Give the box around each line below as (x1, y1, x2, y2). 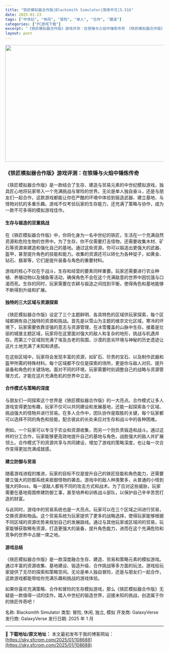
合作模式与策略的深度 (5, 385, 49, 391)
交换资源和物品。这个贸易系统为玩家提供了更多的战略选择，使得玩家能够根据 (5, 513, 164, 519)
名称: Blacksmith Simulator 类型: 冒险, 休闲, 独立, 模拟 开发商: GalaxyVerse (5, 609, 158, 616)
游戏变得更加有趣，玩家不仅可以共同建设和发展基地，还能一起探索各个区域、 (5, 403, 164, 409)
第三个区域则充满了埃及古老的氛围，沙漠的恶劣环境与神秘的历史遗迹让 (18, 337, 164, 343)
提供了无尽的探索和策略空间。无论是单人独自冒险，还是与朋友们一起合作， (9, 569, 164, 575)
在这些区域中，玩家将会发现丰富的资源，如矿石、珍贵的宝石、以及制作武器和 (5, 354, 164, 360)
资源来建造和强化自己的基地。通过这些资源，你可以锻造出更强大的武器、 (14, 244, 164, 250)
